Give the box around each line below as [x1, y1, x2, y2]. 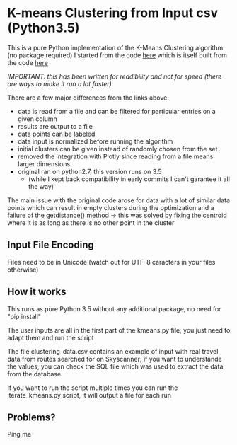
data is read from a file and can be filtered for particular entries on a [17, 107, 216, 115]
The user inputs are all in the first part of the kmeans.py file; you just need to [7, 325, 231, 334]
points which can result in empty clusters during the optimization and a [7, 203, 214, 212]
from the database [7, 369, 62, 378]
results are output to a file [17, 122, 93, 130]
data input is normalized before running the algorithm [17, 137, 173, 146]
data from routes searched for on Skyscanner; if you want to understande [7, 354, 222, 363]
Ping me [7, 430, 32, 439]
